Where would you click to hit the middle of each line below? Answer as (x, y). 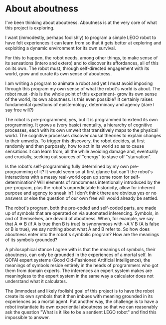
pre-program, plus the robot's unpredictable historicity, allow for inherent (80, 187)
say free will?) (19, 110)
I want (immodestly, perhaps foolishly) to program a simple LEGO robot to (81, 37)
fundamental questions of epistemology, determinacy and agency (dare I (80, 104)
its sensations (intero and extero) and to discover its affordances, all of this (82, 63)
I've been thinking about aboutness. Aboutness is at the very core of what (81, 22)
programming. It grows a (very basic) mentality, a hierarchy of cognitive (79, 125)
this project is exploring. (30, 27)
